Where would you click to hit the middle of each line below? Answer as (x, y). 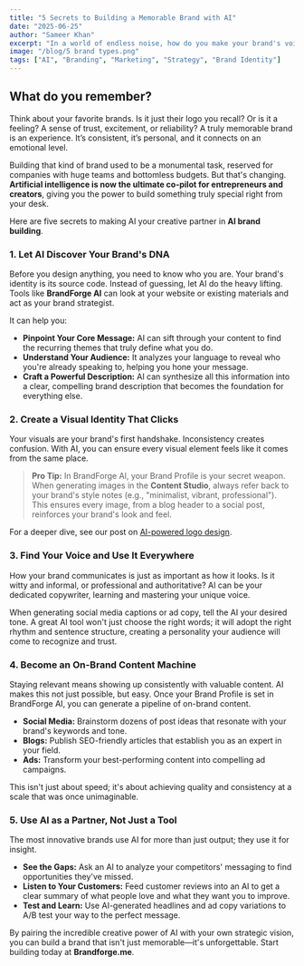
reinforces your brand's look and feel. (101, 514)
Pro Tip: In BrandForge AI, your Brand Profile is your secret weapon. (159, 476)
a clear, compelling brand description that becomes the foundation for (153, 386)
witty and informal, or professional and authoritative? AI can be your (136, 585)
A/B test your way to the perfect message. (101, 915)
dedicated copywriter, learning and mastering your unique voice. (130, 594)
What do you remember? (81, 97)
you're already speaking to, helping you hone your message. (135, 367)
